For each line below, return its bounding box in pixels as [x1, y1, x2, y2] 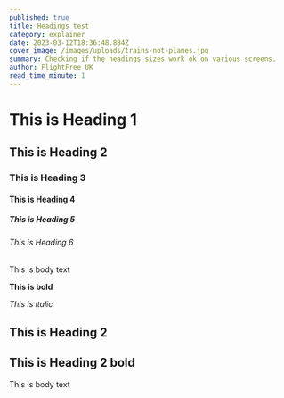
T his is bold [9, 282, 53, 293]
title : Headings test [9, 21, 90, 30]
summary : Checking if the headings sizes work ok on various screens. [9, 54, 277, 63]
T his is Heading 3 [9, 171, 86, 184]
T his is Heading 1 [9, 109, 138, 129]
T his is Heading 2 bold [9, 355, 136, 370]
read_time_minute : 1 [9, 71, 86, 80]
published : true [9, 12, 69, 22]
